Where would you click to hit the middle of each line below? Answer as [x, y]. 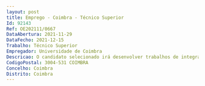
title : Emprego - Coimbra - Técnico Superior [65, 18]
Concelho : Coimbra [30, 68]
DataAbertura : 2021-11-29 [39, 35]
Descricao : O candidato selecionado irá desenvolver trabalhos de [92, 57]
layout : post [23, 12]
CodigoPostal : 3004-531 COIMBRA [47, 62]
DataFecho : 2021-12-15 [35, 40]
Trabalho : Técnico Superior [42, 46]
